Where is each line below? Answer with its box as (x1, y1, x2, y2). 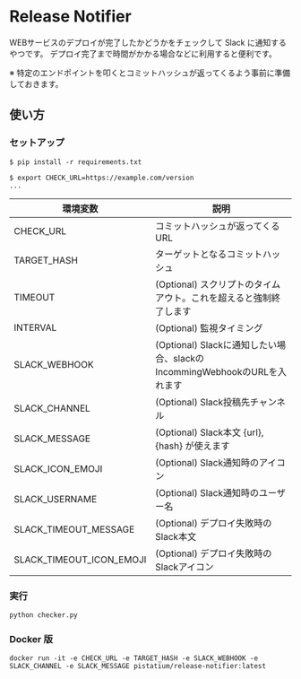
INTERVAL (13, 321, 57, 334)
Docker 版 (9, 632, 54, 645)
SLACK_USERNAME (13, 492, 98, 505)
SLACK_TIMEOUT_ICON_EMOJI (13, 553, 147, 566)
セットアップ (9, 136, 65, 149)
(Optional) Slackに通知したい (155, 338, 278, 351)
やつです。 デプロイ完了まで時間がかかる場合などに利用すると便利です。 (9, 48, 278, 59)
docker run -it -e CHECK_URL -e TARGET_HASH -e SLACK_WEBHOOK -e (9, 654, 258, 663)
